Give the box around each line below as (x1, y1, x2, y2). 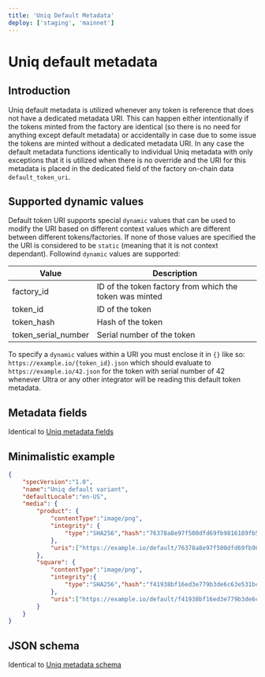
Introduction (8, 84, 71, 98)
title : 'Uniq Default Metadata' (8, 11, 114, 20)
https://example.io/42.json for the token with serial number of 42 (8, 366, 226, 376)
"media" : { (22, 500, 58, 508)
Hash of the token (96, 317, 163, 328)
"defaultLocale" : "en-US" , (22, 493, 108, 500)
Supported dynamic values (8, 195, 144, 208)
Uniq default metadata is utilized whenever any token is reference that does (8, 105, 254, 114)
